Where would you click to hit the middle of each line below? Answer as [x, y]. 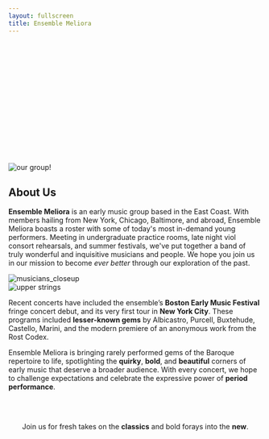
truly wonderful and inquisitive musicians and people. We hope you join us [132, 255]
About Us [32, 192]
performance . [32, 387]
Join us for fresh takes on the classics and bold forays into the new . [135, 427]
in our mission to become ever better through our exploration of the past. [129, 263]
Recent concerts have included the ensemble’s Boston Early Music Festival [134, 303]
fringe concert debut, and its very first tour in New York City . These [121, 312]
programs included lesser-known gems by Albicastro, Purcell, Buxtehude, [132, 320]
